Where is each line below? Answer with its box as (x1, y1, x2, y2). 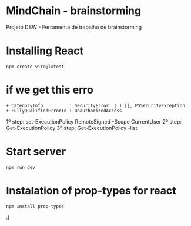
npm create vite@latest (6, 64, 65, 69)
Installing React (6, 44, 84, 58)
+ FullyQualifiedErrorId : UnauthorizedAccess (6, 108, 122, 114)
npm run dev (6, 164, 35, 170)
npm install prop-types (6, 203, 65, 210)
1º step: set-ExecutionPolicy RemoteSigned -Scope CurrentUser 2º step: (6, 118, 182, 125)
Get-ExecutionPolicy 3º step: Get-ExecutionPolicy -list (6, 124, 138, 131)
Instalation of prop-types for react (6, 184, 176, 197)
